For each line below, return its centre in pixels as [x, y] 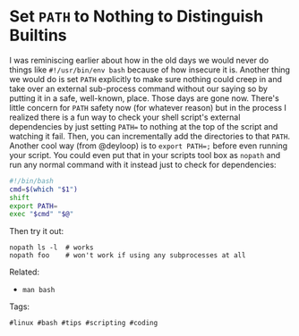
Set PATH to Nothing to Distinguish [137, 17]
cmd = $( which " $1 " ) [43, 189]
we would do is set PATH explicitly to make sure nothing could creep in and [146, 79]
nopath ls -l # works [51, 248]
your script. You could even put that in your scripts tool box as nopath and [145, 155]
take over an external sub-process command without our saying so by [139, 88]
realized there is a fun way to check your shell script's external [125, 117]
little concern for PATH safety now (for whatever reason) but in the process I [148, 107]
